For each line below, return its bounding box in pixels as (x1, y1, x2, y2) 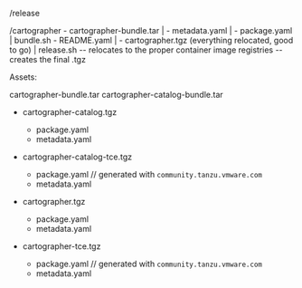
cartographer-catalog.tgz (22, 107, 118, 117)
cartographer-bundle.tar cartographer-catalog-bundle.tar (9, 90, 223, 100)
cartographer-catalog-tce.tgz (22, 151, 133, 162)
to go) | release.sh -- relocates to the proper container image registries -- (9, 44, 283, 55)
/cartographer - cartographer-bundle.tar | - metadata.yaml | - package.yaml (9, 25, 293, 35)
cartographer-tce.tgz (22, 241, 101, 252)
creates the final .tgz (9, 54, 86, 64)
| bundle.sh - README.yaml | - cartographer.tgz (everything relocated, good (9, 35, 294, 45)
